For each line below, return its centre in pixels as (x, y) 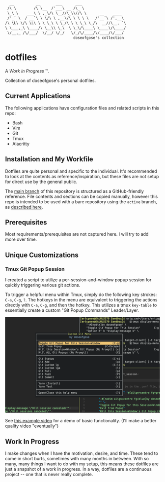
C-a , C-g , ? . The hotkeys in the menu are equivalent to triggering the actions (82, 300)
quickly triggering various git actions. (43, 285)
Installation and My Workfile (49, 159)
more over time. (21, 239)
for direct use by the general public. (41, 182)
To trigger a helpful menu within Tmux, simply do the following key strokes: (81, 295)
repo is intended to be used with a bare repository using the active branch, (81, 202)
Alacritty (21, 144)
